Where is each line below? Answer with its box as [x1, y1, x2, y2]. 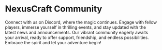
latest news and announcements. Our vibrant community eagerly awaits [5, 29, 148, 35]
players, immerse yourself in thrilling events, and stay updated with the [5, 24, 146, 30]
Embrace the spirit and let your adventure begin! [5, 39, 102, 45]
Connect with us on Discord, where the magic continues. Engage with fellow [5, 19, 157, 25]
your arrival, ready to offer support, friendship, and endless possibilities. [5, 35, 149, 40]
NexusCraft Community [5, 3, 103, 14]
